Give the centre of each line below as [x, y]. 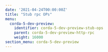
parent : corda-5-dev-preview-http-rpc [54, 33]
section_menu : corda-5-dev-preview [42, 42]
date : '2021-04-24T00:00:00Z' [37, 10]
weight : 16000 [29, 38]
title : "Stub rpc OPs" [29, 14]
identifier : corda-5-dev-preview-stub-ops [59, 28]
